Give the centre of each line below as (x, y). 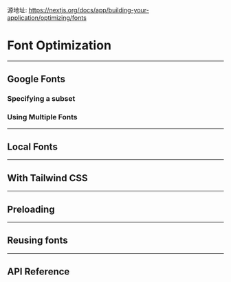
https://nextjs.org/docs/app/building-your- (89, 10)
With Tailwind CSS (47, 178)
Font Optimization (59, 46)
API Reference (38, 272)
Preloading (31, 209)
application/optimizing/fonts (47, 18)
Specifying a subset (41, 99)
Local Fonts (33, 146)
